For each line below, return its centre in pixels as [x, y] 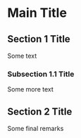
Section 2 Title [40, 112]
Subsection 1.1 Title [41, 74]
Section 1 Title [39, 39]
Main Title [37, 13]
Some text [22, 56]
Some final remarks [36, 129]
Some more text [31, 89]
